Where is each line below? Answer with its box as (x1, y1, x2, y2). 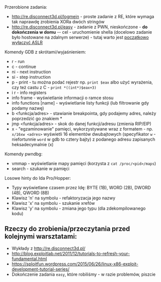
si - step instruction (11, 74, 51, 80)
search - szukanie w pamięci (11, 166, 70, 172)
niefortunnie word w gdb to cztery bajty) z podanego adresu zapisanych (11, 136, 156, 142)
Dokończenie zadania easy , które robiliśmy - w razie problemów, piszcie (11, 271, 156, 277)
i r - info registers (11, 90, 47, 95)
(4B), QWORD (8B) (11, 190, 50, 195)
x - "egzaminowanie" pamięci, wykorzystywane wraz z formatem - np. (11, 126, 154, 131)
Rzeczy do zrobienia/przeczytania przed (4, 225, 130, 233)
